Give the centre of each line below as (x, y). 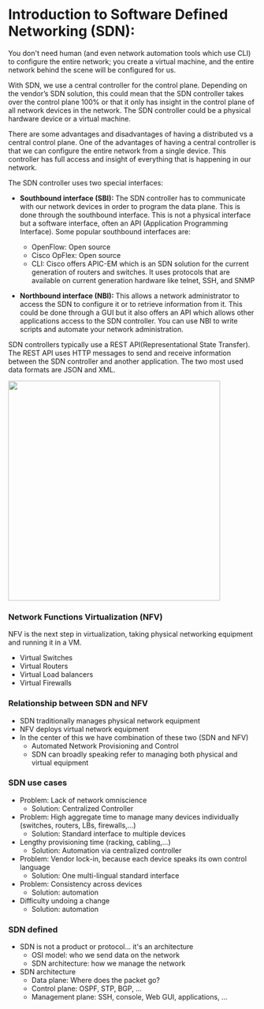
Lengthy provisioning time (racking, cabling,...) (95, 842)
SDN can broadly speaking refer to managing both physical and (134, 754)
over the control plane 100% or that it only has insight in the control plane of (131, 102)
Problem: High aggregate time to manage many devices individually (129, 817)
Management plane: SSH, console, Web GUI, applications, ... (129, 997)
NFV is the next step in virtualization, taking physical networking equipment (131, 634)
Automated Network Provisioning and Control (105, 746)
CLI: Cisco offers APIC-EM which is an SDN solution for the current (140, 263)
